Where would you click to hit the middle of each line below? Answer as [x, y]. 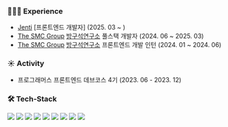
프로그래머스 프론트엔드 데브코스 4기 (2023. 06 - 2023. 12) [99, 79]
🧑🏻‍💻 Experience [35, 11]
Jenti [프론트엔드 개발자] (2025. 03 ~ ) [71, 27]
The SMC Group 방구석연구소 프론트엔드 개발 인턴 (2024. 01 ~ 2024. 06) [119, 45]
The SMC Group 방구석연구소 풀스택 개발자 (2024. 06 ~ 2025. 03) [110, 36]
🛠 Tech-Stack [32, 99]
